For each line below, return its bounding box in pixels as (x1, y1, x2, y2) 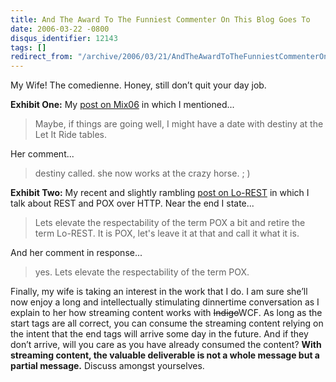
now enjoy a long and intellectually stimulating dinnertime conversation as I (10, 296, 320, 308)
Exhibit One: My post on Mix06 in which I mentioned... (10, 99, 235, 111)
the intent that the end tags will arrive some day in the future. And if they (10, 328, 309, 340)
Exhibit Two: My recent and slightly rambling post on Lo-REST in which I (10, 187, 310, 199)
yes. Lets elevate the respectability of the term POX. (34, 266, 250, 278)
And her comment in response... (10, 247, 143, 259)
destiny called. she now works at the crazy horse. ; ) (34, 167, 251, 180)
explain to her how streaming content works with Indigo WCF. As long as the (10, 307, 323, 319)
